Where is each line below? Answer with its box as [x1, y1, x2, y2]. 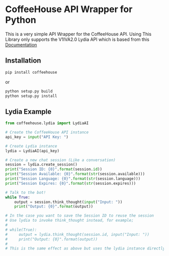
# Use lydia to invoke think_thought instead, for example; [5, 218, 134, 223]
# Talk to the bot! [5, 190, 46, 195]
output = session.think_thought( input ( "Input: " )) [14, 199, 123, 204]
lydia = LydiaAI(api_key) [5, 148, 59, 153]
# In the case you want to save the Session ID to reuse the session [5, 213, 154, 218]
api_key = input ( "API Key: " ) [5, 134, 69, 139]
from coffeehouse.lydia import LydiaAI [5, 121, 89, 126]
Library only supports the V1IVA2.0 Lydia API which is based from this [5, 36, 149, 42]
